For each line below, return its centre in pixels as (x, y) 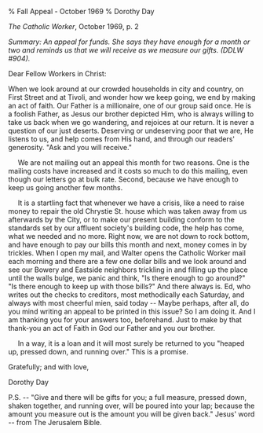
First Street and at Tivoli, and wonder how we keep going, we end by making (132, 97)
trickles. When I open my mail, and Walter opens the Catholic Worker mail (127, 253)
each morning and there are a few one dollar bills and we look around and (128, 261)
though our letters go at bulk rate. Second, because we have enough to (123, 179)
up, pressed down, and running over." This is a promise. (98, 352)
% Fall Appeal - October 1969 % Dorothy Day (81, 11)
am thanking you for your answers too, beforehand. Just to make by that (125, 320)
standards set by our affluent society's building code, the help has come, (126, 228)
